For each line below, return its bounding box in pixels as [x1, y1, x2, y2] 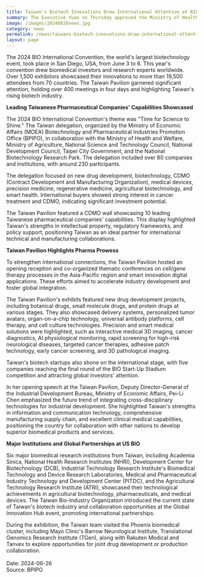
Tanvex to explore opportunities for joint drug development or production [6, 541, 188, 547]
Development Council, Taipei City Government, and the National [6, 147, 166, 155]
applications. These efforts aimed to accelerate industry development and [6, 278, 190, 284]
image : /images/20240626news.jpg [6, 20, 91, 26]
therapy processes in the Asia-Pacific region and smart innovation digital [6, 271, 187, 278]
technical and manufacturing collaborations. [6, 235, 116, 242]
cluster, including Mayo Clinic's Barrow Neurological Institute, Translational [6, 528, 192, 535]
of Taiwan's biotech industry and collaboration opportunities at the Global [6, 503, 190, 510]
